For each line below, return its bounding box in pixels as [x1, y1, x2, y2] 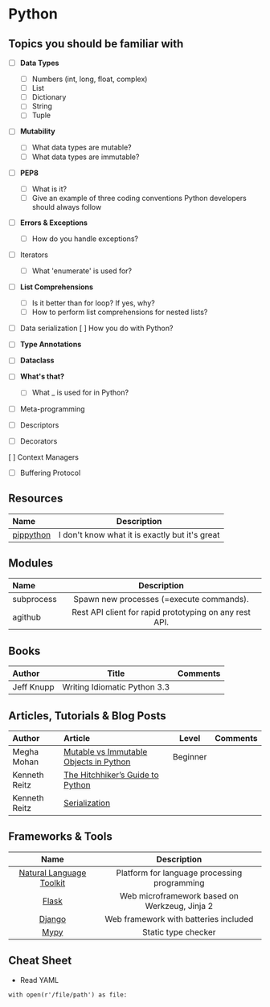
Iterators [19, 250, 48, 260]
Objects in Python [63, 756, 131, 768]
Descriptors [19, 420, 59, 430]
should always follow [31, 202, 102, 211]
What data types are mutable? [31, 142, 133, 153]
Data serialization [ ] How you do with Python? [19, 323, 174, 334]
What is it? [31, 184, 67, 194]
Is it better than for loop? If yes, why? [31, 298, 155, 308]
